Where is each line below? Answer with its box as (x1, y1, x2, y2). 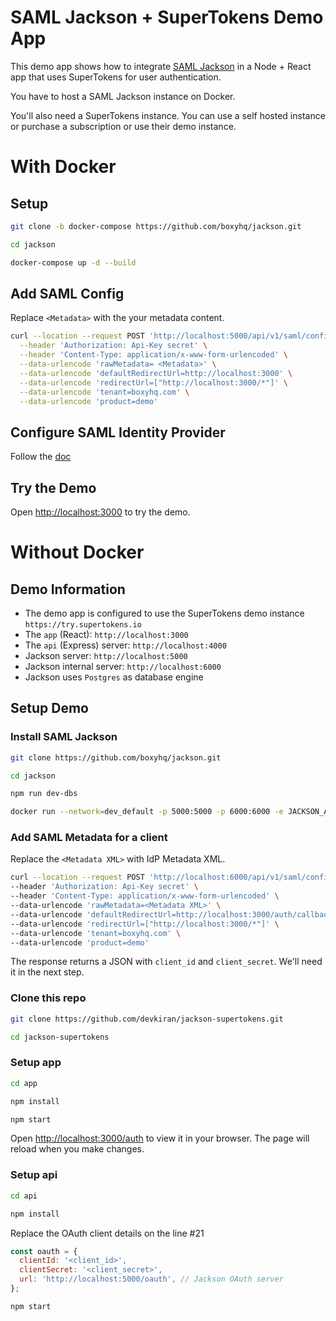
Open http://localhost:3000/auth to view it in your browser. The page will (10, 1132, 310, 1145)
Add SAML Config (10, 285, 125, 302)
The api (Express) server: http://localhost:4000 (24, 639, 227, 651)
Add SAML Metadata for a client (10, 831, 168, 845)
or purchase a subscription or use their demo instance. (10, 120, 237, 132)
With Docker (10, 156, 117, 178)
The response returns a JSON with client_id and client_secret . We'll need (10, 956, 323, 968)
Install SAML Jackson (10, 730, 118, 744)
